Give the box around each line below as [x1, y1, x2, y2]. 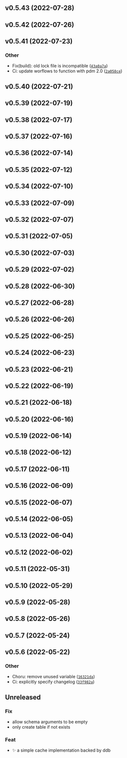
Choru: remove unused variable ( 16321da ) [12, 674, 95, 680]
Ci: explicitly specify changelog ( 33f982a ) [12, 679, 95, 685]
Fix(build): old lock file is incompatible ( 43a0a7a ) [12, 63, 108, 69]
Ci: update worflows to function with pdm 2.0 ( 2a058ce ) [12, 68, 123, 74]
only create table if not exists [12, 724, 71, 730]
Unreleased [5, 693, 41, 701]
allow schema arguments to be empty [12, 719, 88, 725]
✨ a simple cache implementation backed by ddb [12, 747, 111, 753]
